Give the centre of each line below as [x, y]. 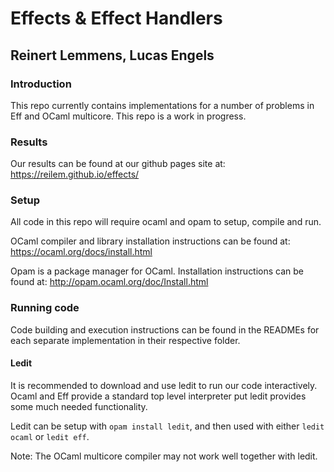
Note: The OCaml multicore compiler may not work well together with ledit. [164, 456]
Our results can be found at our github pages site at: [118, 164]
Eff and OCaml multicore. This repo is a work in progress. [128, 116]
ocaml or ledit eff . [50, 436]
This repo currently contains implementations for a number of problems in [162, 105]
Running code [45, 308]
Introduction [41, 84]
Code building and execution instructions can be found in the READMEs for [165, 329]
